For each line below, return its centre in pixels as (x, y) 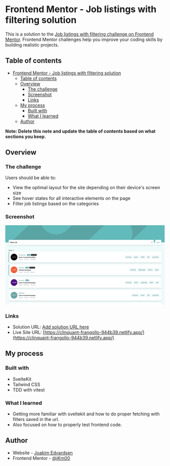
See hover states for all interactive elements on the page (71, 198)
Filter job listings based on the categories (56, 204)
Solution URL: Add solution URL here (51, 327)
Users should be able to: (31, 178)
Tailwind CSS (26, 384)
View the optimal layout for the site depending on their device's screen (86, 188)
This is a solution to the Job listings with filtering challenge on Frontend (80, 34)
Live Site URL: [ (29, 332)
